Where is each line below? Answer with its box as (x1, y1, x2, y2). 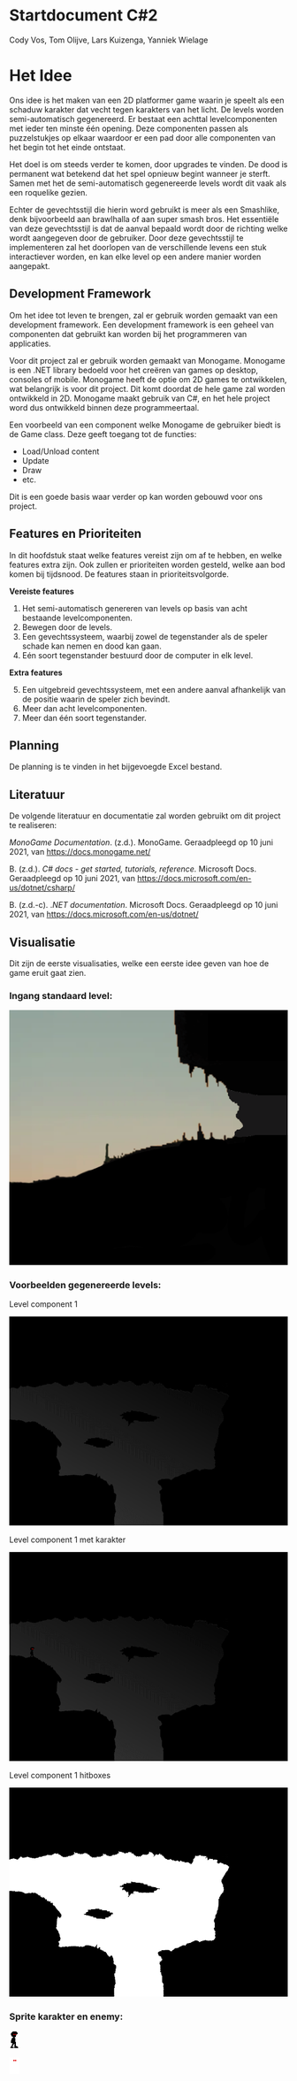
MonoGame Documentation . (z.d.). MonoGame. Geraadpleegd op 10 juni (9, 837, 274, 848)
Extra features (9, 667, 64, 678)
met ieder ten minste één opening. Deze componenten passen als (9, 123, 249, 134)
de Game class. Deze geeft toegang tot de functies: (9, 428, 197, 439)
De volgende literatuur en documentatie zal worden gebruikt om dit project (9, 810, 281, 821)
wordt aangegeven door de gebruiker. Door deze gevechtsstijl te (9, 232, 244, 243)
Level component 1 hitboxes (9, 1770, 111, 1781)
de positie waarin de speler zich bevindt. (21, 694, 171, 704)
